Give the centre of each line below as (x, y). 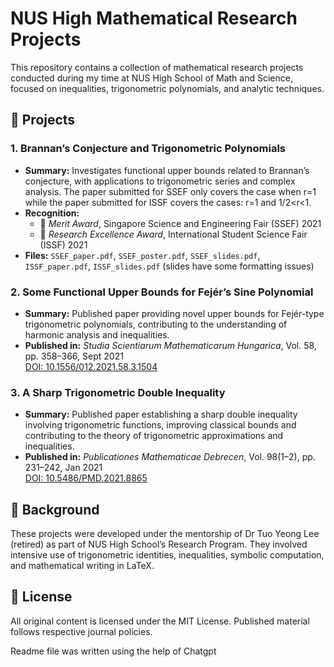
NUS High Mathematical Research (154, 18)
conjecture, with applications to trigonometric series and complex (160, 181)
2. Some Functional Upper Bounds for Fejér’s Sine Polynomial (162, 292)
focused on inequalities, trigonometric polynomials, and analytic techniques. (167, 88)
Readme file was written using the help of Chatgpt (113, 651)
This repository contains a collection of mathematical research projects (157, 67)
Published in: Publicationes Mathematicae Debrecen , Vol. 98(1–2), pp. (170, 457)
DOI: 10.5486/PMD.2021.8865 (86, 478)
